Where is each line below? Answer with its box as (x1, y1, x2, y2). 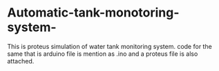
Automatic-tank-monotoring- (7, 5, 180, 21)
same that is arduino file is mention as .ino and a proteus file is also (7, 50, 198, 58)
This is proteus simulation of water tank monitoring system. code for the (7, 42, 212, 50)
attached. (7, 57, 35, 65)
